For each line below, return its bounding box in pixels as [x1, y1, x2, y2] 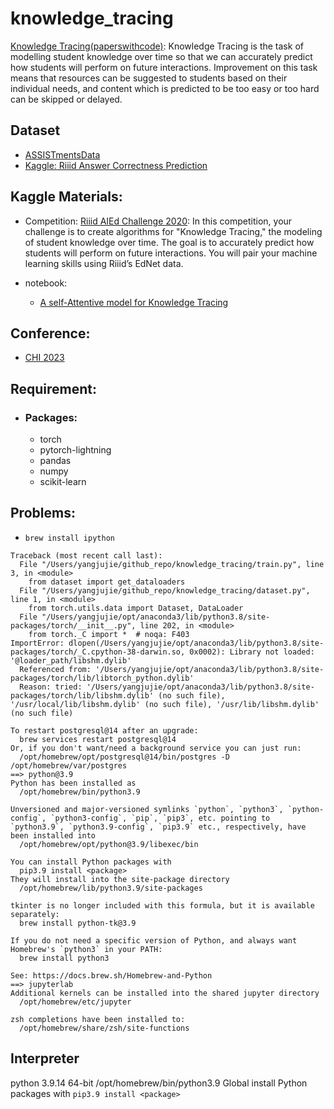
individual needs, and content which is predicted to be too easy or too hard [10, 82, 320, 94]
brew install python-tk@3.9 [19, 918, 137, 928]
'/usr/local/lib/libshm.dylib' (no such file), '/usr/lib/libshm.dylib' [10, 699, 320, 709]
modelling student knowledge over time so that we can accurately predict [10, 50, 313, 62]
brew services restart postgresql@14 [19, 734, 177, 744]
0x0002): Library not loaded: [189, 647, 315, 657]
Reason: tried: [19, 682, 83, 692]
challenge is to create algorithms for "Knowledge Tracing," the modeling [24, 225, 323, 237]
